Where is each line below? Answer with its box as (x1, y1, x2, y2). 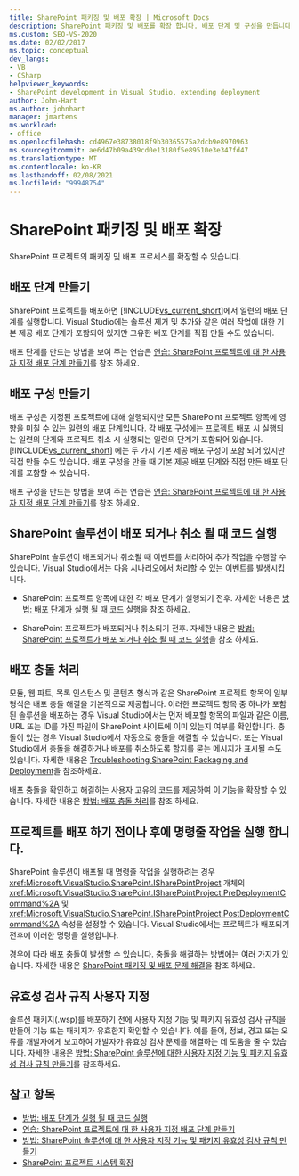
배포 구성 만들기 (9, 386, 91, 401)
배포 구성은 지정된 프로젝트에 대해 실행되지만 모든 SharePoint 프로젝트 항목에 (9, 411, 278, 422)
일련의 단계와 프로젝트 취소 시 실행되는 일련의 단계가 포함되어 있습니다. (18, 433, 263, 444)
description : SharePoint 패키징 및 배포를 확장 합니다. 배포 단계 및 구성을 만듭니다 (9, 21, 291, 30)
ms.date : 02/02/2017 (9, 37, 86, 47)
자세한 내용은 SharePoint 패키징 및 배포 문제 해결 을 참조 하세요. (35, 960, 255, 971)
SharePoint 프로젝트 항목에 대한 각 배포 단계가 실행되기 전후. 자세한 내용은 (21, 592, 280, 603)
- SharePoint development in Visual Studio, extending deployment (9, 87, 261, 96)
